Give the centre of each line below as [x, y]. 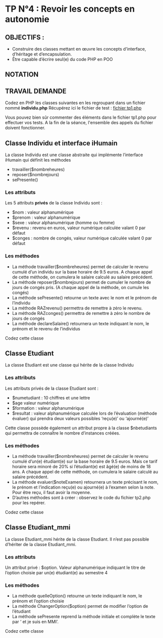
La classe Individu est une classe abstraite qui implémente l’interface [74, 155]
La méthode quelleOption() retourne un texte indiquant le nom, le [77, 596]
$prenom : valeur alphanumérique [46, 218]
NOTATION [22, 75]
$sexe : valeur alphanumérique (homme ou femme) [63, 223]
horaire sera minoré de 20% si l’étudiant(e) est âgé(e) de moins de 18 [81, 467]
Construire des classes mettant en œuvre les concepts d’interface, [79, 49]
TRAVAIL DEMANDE [36, 91]
